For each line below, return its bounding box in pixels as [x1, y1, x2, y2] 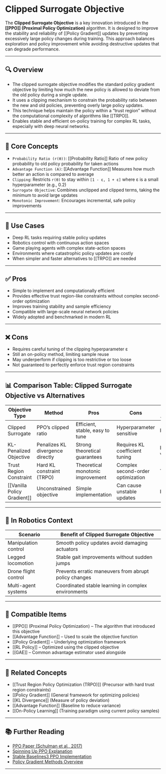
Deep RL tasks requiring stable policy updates [12, 235, 106, 241]
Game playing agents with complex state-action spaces [12, 245, 126, 251]
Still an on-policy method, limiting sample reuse [12, 351, 109, 357]
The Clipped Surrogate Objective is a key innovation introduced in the [5, 20, 149, 26]
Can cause [116, 482, 142, 489]
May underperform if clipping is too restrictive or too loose [12, 357, 132, 362]
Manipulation [7, 539, 38, 546]
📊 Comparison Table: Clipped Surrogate [5, 382, 132, 390]
